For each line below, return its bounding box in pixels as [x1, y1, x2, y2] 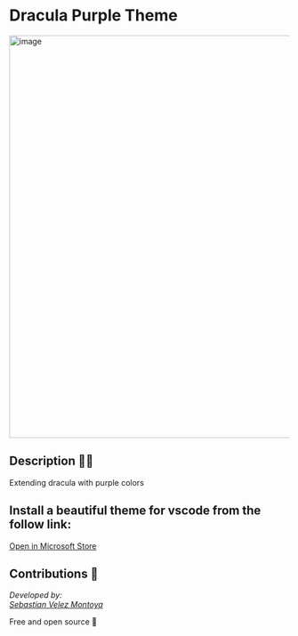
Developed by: [9, 590, 62, 600]
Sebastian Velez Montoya [9, 600, 104, 610]
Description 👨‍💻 [9, 454, 94, 469]
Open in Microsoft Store [9, 540, 97, 551]
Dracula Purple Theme [9, 5, 178, 26]
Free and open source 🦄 [9, 616, 98, 627]
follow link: [9, 517, 72, 532]
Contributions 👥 [9, 566, 99, 581]
